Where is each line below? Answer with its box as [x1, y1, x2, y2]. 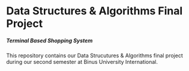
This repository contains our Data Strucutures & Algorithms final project [6, 52, 183, 59]
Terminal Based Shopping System [6, 37, 93, 44]
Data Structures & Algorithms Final [6, 4, 183, 18]
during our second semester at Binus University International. [6, 58, 158, 66]
